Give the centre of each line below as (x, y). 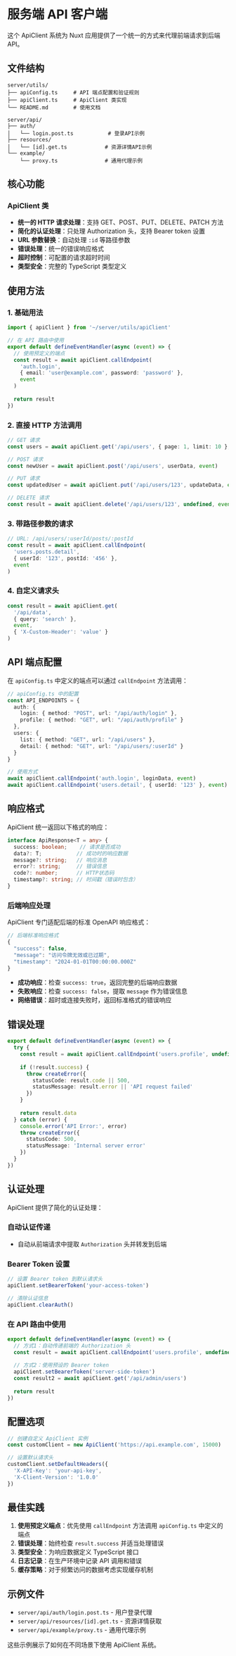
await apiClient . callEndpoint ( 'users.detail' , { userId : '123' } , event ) (118, 785)
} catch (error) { (41, 1120)
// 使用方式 (23, 772)
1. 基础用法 (25, 312)
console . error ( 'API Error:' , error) (74, 1126)
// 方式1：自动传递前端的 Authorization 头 (72, 1346)
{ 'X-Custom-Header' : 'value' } (61, 632)
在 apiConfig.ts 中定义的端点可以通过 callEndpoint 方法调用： (98, 681)
